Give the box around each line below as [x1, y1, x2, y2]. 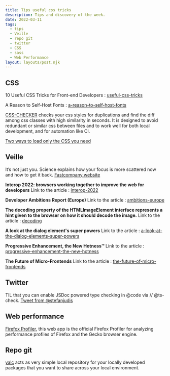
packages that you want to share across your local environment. [5, 365, 140, 371]
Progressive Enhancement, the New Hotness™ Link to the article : [5, 243, 145, 249]
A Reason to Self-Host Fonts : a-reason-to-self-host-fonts [5, 102, 127, 108]
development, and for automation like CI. [5, 128, 90, 134]
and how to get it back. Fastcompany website [5, 171, 100, 178]
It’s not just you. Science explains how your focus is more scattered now [5, 166, 156, 172]
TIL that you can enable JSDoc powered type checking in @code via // [5, 292, 153, 298]
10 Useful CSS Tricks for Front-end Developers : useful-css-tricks [5, 92, 143, 98]
